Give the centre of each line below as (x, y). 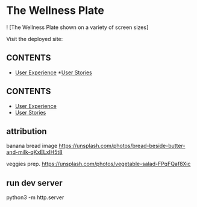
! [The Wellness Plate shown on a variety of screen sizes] (77, 27)
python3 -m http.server (35, 197)
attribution (27, 131)
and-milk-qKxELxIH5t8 (34, 152)
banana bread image (32, 146)
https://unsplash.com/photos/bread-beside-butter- (122, 146)
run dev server (35, 183)
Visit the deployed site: (35, 39)
